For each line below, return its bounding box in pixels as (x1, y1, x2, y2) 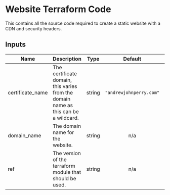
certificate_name (8, 89, 48, 96)
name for (52, 129, 74, 136)
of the (52, 156, 67, 163)
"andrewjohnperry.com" (105, 89, 160, 95)
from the (52, 89, 73, 96)
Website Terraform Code (5, 4, 111, 15)
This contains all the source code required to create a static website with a (5, 20, 161, 26)
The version (52, 150, 81, 157)
